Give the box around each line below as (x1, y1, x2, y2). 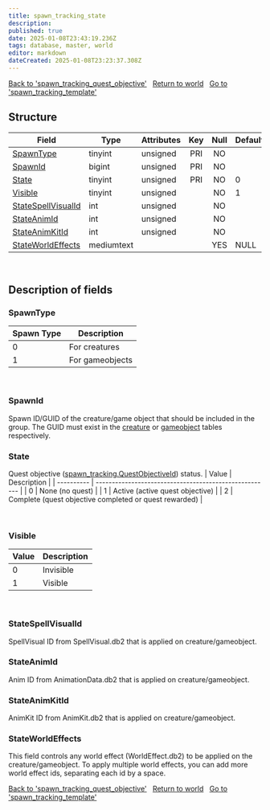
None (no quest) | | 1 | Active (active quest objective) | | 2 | (39, 485, 233, 495)
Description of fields (8, 283, 113, 297)
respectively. (8, 431, 51, 440)
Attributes (141, 134, 181, 145)
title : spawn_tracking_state (8, 11, 106, 20)
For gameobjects (68, 354, 133, 366)
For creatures (68, 342, 121, 353)
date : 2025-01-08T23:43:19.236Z (8, 34, 117, 43)
